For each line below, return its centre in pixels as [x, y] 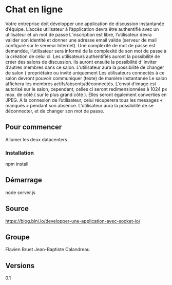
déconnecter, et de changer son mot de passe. [55, 111]
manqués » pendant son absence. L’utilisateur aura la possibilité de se [80, 105]
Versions [20, 265]
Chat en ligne [34, 9]
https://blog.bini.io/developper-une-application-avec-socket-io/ [73, 221]
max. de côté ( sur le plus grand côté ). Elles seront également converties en [86, 94]
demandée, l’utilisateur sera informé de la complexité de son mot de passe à [86, 51]
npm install [17, 164]
